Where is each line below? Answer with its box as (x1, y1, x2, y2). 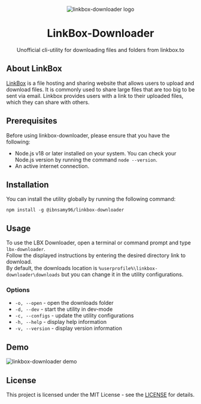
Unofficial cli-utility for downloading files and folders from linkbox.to (17, 46, 184, 53)
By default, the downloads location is (6, 265, 98, 272)
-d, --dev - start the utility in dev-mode (14, 305, 113, 313)
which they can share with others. (6, 99, 90, 106)
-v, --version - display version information (14, 325, 123, 332)
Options (6, 286, 30, 294)
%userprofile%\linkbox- (98, 266, 158, 272)
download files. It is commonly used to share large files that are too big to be (6, 85, 195, 93)
